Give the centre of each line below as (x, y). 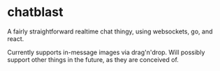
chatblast (35, 12)
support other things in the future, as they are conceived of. (93, 59)
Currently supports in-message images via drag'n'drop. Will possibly (106, 52)
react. (16, 38)
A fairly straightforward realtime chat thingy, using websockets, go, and (110, 31)
